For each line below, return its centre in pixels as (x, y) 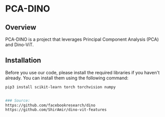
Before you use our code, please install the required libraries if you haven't (82, 72)
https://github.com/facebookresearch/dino (50, 105)
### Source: (18, 100)
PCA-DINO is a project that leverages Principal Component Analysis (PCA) (82, 39)
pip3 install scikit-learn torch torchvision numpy (60, 87)
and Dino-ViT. (20, 45)
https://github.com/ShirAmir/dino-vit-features (56, 110)
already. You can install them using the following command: (67, 78)
